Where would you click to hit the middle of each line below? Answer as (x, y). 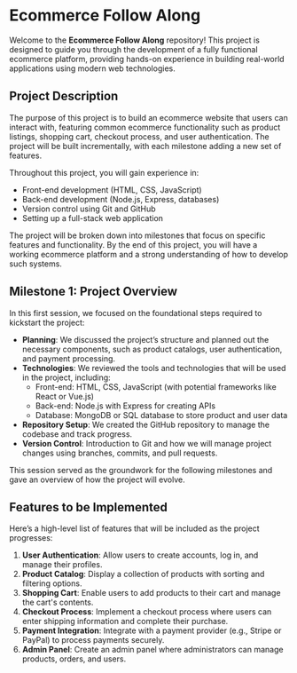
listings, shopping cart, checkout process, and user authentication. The (139, 136)
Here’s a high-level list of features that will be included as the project (134, 528)
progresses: (31, 538)
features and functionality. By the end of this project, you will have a (133, 244)
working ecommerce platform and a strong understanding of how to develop (149, 254)
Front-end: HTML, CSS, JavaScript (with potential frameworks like (156, 386)
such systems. (35, 264)
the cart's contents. (58, 602)
